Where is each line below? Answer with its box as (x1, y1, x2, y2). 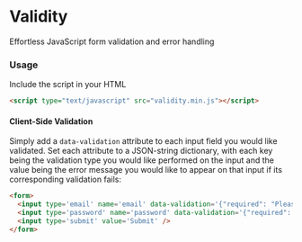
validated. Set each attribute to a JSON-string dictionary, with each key (9, 146, 273, 157)
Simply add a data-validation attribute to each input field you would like (9, 136, 278, 147)
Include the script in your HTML (9, 79, 127, 90)
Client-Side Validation (9, 115, 93, 127)
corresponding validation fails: (9, 174, 121, 185)
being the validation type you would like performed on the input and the (9, 155, 275, 166)
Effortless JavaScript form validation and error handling (9, 36, 215, 47)
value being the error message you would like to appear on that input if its (9, 165, 283, 175)
